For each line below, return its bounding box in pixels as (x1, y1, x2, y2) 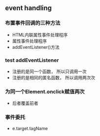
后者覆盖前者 (12, 101, 38, 106)
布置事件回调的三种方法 (5, 20, 60, 27)
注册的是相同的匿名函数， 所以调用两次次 (12, 74, 96, 80)
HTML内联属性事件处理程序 (12, 32, 68, 37)
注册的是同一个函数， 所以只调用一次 (12, 68, 87, 74)
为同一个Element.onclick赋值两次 (5, 88, 85, 95)
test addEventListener (5, 57, 59, 64)
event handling (5, 4, 52, 12)
